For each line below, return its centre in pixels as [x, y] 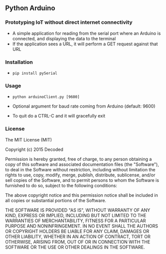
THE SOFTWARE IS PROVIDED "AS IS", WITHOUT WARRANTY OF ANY [78, 210]
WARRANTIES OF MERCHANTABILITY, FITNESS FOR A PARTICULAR [76, 221]
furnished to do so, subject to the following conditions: [61, 185]
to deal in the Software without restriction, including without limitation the [80, 169]
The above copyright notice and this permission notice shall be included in [82, 195]
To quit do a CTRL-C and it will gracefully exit [59, 116]
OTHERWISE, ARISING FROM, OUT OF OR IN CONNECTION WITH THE [78, 242]
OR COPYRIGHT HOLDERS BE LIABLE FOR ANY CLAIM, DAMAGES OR [77, 231]
